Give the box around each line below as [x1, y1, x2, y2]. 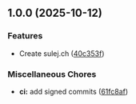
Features [7, 30, 43, 42]
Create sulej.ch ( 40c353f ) [18, 48, 105, 58]
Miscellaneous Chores [7, 68, 97, 79]
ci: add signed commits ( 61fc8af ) [18, 86, 129, 96]
